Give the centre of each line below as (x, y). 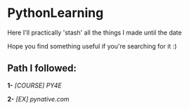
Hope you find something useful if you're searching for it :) (92, 46)
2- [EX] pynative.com (38, 99)
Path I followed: (42, 68)
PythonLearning (56, 13)
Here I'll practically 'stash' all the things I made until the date (94, 32)
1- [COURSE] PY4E (34, 85)
